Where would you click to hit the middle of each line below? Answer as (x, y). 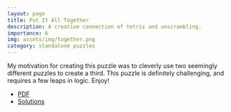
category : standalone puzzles (51, 46)
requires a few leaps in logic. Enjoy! (58, 80)
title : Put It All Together (48, 20)
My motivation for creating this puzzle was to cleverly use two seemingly (112, 66)
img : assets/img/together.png (51, 40)
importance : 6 (28, 33)
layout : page (26, 14)
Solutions (31, 101)
